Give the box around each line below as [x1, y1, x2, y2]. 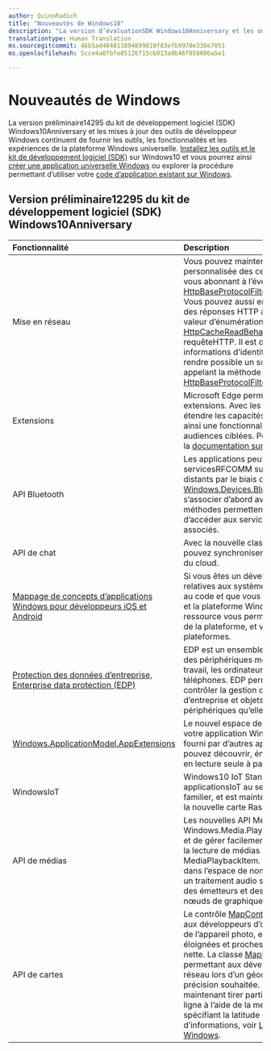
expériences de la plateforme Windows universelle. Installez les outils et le [8, 143, 256, 153]
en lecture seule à [183, 758, 252, 769]
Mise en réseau [12, 316, 71, 327]
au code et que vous [183, 590, 261, 601]
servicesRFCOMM [183, 463, 252, 475]
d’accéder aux [183, 513, 238, 525]
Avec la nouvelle [183, 537, 246, 548]
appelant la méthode [183, 366, 261, 378]
